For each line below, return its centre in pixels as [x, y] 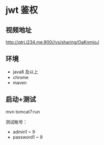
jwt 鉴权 [22, 10]
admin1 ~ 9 [24, 132]
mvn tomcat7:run [23, 111]
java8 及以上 [25, 72]
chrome [20, 77]
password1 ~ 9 [28, 137]
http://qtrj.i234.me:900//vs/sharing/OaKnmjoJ [52, 42]
